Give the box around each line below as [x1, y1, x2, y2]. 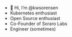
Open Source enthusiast [10, 15, 60, 21]
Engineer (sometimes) [10, 26, 56, 32]
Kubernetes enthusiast [10, 10, 57, 16]
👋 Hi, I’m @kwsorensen [10, 5, 58, 10]
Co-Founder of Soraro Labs [10, 20, 67, 26]
